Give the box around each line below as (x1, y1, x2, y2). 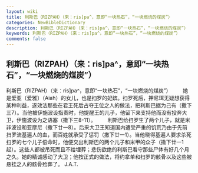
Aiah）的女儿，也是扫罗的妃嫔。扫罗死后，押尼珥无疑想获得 (44, 94, 190, 101)
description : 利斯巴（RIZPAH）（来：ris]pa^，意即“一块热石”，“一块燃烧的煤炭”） (6, 25, 189, 31)
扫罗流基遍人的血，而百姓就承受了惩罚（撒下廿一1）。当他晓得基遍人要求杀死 (6, 131, 192, 138)
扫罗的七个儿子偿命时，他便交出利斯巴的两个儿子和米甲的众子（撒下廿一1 (6, 138, 184, 145)
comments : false (6, 36, 46, 42)
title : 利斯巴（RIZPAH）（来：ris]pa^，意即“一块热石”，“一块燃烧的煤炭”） (6, 14, 173, 20)
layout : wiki (6, 8, 38, 15)
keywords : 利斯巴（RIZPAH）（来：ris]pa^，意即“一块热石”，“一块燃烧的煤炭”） (6, 31, 181, 36)
